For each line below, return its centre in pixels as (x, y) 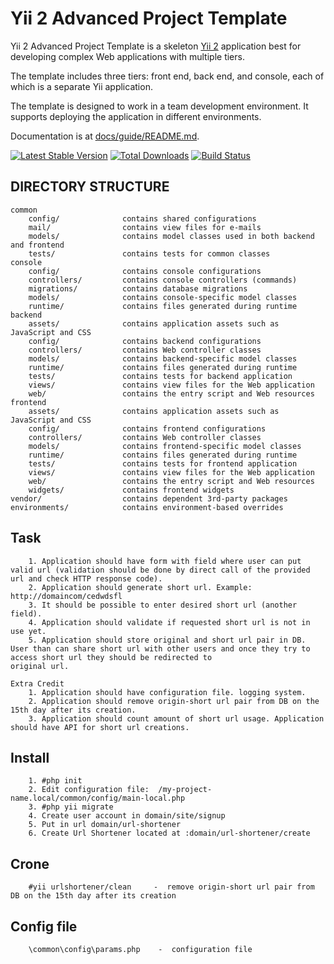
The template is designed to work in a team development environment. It (159, 106)
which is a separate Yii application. (81, 86)
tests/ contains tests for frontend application (163, 463)
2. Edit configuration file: (89, 790)
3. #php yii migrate (71, 807)
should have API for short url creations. (100, 727)
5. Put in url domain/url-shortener (105, 825)
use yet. (28, 631)
